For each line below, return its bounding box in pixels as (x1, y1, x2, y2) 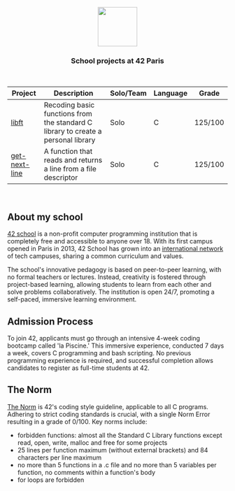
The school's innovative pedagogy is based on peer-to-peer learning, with (7, 266, 222, 274)
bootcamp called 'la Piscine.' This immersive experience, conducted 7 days (7, 341, 225, 350)
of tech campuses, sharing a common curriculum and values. (7, 252, 184, 260)
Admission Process (7, 315, 94, 327)
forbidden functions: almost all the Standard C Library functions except (17, 431, 222, 439)
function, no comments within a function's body (17, 468, 156, 476)
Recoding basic (43, 100, 95, 110)
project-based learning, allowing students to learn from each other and (7, 280, 212, 289)
